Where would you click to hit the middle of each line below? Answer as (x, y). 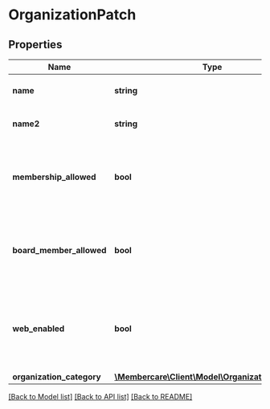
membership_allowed (54, 177)
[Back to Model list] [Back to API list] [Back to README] (100, 397)
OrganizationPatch (72, 15)
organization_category (57, 377)
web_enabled (39, 329)
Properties (35, 45)
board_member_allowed (59, 250)
